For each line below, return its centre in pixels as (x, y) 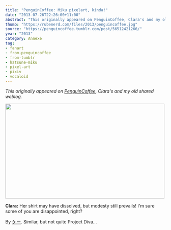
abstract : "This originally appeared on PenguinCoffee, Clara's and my (83, 19)
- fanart (15, 48)
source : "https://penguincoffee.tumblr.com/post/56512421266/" (74, 29)
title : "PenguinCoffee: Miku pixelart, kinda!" (57, 10)
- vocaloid (17, 77)
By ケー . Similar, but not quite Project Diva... (51, 222)
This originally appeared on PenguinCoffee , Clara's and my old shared (80, 91)
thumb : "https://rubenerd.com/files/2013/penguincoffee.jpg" (72, 24)
